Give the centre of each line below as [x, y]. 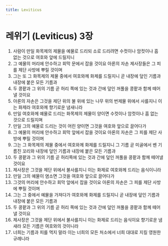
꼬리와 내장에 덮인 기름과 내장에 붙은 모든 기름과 [69, 151]
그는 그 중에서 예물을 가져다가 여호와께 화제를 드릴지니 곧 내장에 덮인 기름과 [86, 194]
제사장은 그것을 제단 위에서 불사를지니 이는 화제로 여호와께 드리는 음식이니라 [87, 169]
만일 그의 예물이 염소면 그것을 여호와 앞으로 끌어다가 [63, 176]
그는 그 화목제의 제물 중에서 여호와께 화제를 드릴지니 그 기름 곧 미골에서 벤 [85, 144]
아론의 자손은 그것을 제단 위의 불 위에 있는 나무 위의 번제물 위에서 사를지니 [85, 101]
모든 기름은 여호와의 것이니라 [50, 226]
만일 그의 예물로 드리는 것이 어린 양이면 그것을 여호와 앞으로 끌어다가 [79, 126]
